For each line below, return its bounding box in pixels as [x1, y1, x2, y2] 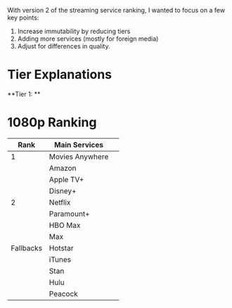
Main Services [53, 140, 104, 150]
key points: [7, 13, 39, 22]
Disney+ [49, 186, 77, 195]
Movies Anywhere [49, 151, 109, 161]
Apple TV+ [49, 174, 84, 184]
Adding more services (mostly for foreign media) [17, 34, 159, 43]
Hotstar [49, 243, 74, 252]
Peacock [49, 288, 79, 298]
